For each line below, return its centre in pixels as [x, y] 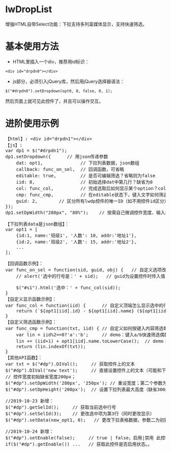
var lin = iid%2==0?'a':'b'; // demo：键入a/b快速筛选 [88, 335]
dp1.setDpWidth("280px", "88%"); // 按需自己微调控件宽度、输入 [85, 213]
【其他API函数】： [24, 358]
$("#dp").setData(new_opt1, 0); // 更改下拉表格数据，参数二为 [83, 420]
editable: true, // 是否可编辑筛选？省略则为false [86, 176]
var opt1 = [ [22, 229]
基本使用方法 [32, 47]
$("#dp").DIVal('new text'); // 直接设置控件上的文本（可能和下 [86, 370]
